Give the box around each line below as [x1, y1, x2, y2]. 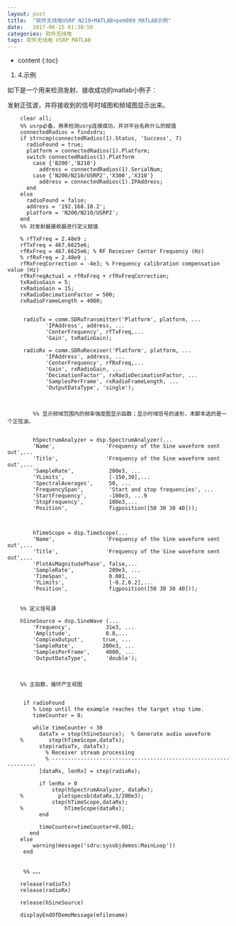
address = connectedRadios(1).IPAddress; [38, 179, 163, 186]
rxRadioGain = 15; [20, 285, 74, 293]
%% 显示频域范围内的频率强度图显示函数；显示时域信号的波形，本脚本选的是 [33, 410, 222, 418]
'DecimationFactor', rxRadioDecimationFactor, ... [45, 372, 198, 379]
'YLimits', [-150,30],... [33, 474, 151, 481]
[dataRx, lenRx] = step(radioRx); [38, 768, 141, 775]
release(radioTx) [20, 881, 72, 888]
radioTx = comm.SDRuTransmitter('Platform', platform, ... [23, 316, 201, 323]
